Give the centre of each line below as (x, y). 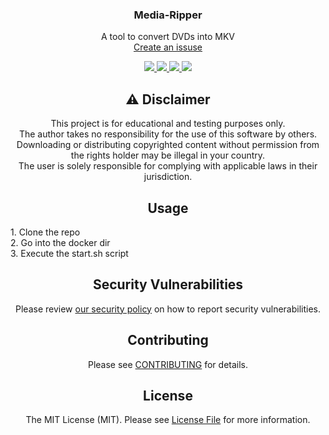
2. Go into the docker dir (60, 242)
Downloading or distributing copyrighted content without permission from (168, 145)
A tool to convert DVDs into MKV (168, 37)
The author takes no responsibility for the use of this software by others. (168, 134)
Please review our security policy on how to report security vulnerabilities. (168, 309)
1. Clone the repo (45, 232)
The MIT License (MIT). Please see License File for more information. (168, 420)
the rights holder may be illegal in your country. (168, 155)
